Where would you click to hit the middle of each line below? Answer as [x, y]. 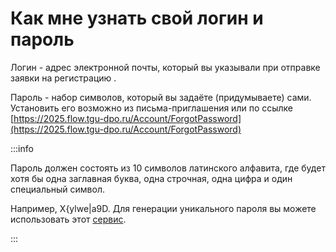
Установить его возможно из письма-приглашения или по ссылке [152, 108]
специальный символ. [57, 189]
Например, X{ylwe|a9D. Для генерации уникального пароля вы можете [163, 208]
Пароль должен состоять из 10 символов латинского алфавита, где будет [168, 168]
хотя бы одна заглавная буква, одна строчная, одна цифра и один [151, 178]
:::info [22, 148]
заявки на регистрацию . [63, 78]
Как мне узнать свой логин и [137, 18]
